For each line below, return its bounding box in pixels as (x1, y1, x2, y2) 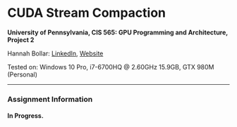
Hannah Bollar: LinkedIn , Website (7, 49, 104, 58)
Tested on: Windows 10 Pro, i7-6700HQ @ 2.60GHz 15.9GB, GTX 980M (7, 62, 214, 71)
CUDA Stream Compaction (7, 5, 166, 21)
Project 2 (7, 35, 35, 44)
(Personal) (7, 70, 37, 79)
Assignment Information (7, 94, 93, 104)
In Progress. (7, 112, 44, 120)
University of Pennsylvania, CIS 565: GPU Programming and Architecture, (7, 28, 228, 36)
